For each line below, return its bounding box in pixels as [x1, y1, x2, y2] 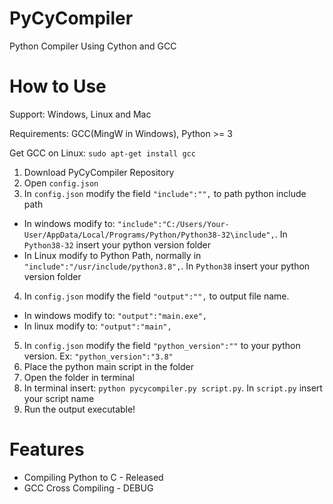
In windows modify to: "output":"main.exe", [23, 309, 207, 321]
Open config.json [23, 177, 99, 189]
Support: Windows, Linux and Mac [9, 108, 152, 120]
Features [9, 438, 85, 461]
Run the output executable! [23, 403, 136, 415]
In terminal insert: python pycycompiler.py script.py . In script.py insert [23, 382, 323, 394]
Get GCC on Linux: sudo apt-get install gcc [9, 147, 196, 159]
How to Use [9, 75, 107, 98]
